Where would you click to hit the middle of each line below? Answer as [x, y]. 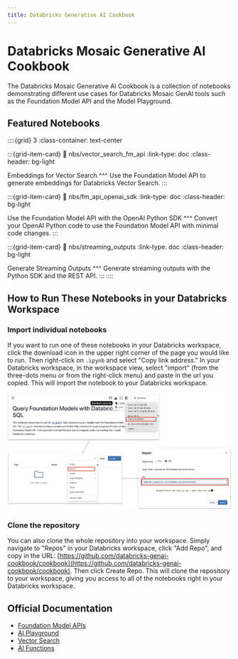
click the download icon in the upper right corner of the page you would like [118, 353]
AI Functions [36, 648]
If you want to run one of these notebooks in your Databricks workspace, [114, 345]
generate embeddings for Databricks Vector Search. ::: [87, 183]
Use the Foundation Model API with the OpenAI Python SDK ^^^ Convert [113, 218]
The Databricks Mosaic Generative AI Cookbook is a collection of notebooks [119, 86]
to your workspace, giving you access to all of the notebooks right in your [115, 579]
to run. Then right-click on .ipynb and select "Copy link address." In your [114, 360]
